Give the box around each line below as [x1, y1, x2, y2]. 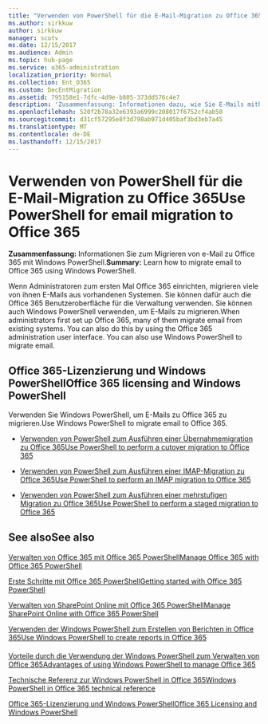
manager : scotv [8, 33, 59, 42]
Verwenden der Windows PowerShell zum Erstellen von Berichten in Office [8, 624, 254, 634]
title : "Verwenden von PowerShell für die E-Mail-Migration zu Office [8, 11, 248, 20]
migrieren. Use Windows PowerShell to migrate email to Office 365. [8, 419, 228, 428]
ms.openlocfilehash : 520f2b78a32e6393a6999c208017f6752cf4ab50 [8, 108, 223, 116]
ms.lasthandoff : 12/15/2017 [8, 137, 102, 146]
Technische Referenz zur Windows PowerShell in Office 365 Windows [8, 675, 237, 684]
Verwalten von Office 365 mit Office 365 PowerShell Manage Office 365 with [8, 553, 259, 562]
